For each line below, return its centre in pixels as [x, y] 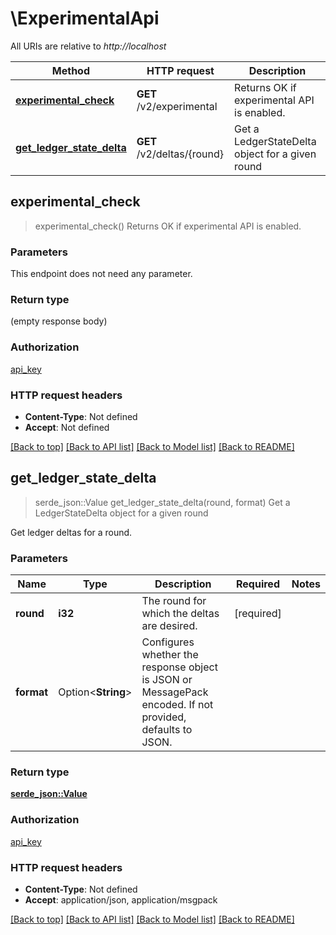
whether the [170, 655]
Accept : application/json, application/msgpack [121, 899]
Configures [168, 642]
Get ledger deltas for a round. [71, 532]
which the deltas [180, 614]
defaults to [167, 730]
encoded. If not [177, 705]
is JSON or [167, 680]
